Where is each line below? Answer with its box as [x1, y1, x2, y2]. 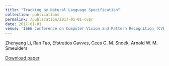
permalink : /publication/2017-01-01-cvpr [5, 17, 94, 22]
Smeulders [5, 45, 28, 51]
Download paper [5, 55, 40, 61]
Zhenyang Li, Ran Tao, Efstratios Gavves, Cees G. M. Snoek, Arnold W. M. [5, 40, 158, 46]
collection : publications [5, 12, 59, 17]
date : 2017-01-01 [5, 21, 42, 27]
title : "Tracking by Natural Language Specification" [5, 7, 121, 13]
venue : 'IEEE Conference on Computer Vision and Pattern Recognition [5, 26, 154, 31]
